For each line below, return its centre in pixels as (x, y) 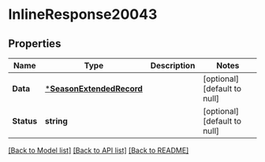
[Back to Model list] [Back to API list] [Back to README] (99, 150)
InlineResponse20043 (83, 15)
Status (25, 121)
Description (173, 66)
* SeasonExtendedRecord (94, 88)
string (56, 121)
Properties (35, 44)
